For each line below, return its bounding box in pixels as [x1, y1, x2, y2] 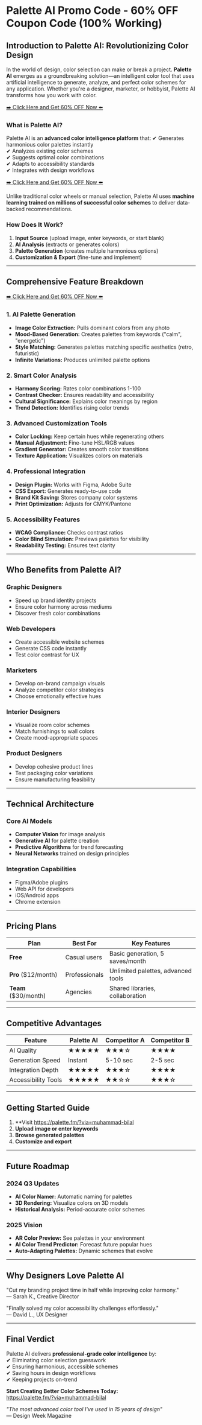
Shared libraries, [109, 984, 156, 992]
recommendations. [26, 206, 73, 213]
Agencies [65, 988, 92, 996]
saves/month [109, 957, 146, 965]
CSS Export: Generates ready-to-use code [14, 487, 121, 495]
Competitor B [150, 1036, 190, 1044]
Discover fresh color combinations [14, 609, 100, 617]
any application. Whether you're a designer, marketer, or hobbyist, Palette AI [6, 85, 195, 92]
